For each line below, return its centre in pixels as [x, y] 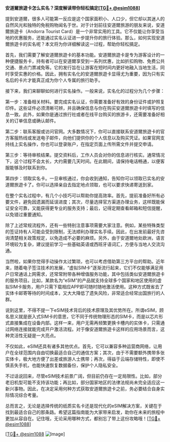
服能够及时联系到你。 [27, 168]
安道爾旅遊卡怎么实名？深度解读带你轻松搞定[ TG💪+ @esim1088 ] [73, 8]
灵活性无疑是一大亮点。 [34, 336]
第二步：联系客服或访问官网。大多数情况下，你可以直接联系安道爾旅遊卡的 [83, 132]
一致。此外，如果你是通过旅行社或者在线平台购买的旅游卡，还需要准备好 [85, 114]
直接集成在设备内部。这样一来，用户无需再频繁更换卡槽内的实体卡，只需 [85, 323]
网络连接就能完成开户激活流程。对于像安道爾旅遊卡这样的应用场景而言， [85, 329]
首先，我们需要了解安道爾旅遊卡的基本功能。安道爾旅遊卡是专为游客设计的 [83, 55]
